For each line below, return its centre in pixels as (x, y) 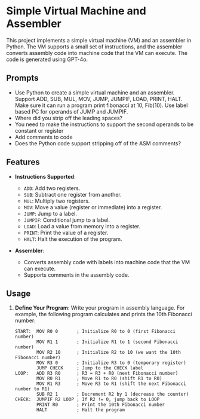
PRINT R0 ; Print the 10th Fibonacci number (101, 405)
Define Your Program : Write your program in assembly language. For (100, 308)
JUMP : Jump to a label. (50, 213)
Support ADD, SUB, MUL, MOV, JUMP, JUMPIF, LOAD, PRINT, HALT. (99, 99)
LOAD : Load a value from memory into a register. (82, 226)
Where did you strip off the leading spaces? (69, 118)
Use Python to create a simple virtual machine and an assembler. (95, 92)
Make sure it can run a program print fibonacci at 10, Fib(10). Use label (101, 105)
